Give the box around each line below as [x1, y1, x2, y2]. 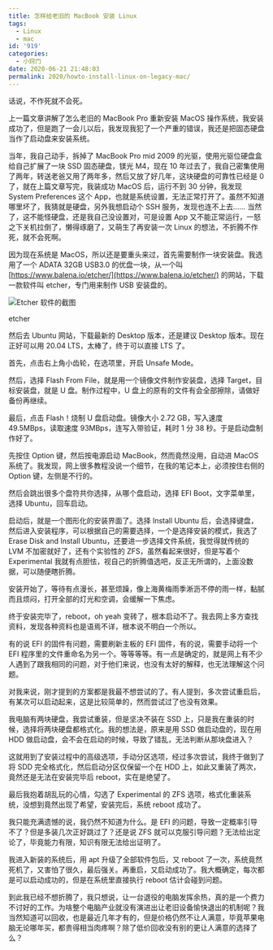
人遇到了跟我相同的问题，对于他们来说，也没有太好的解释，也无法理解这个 [8, 659, 258, 668]
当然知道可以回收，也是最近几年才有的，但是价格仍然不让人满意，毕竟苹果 [8, 913, 258, 922]
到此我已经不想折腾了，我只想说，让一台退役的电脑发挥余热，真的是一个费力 [8, 892, 265, 902]
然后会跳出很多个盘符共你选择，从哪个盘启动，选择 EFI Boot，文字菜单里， [8, 488, 259, 497]
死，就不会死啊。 [8, 232, 66, 242]
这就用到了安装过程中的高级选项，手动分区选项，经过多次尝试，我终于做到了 [8, 751, 265, 761]
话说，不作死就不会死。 [8, 95, 87, 106]
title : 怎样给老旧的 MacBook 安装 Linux [8, 11, 137, 20]
